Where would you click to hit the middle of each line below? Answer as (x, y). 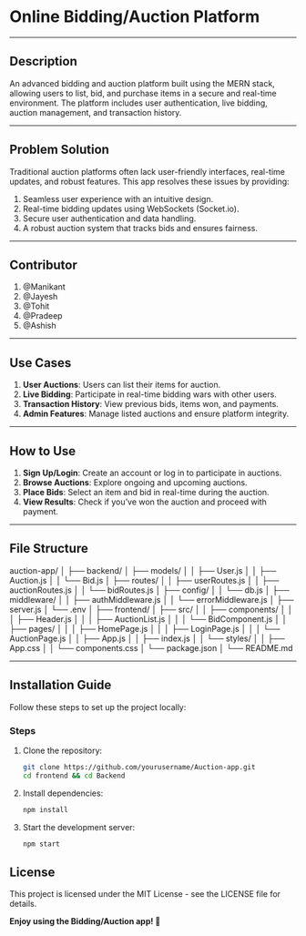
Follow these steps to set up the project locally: (98, 707)
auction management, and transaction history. (96, 112)
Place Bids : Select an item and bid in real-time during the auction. (146, 492)
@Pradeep (42, 316)
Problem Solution (59, 150)
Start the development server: (79, 827)
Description (43, 61)
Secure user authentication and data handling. (109, 218)
